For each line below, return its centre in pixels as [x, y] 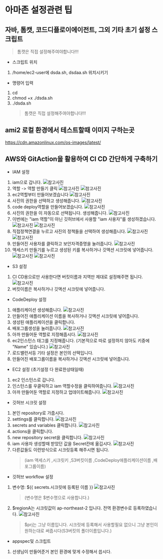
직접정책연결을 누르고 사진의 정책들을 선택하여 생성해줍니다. [69, 231]
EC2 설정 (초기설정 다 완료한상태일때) [48, 369]
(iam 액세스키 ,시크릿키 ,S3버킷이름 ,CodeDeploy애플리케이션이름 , [89, 460]
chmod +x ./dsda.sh [32, 98]
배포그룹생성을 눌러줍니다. [37, 328]
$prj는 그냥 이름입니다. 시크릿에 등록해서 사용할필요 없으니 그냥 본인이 [91, 524]
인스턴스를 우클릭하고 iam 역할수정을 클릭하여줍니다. [62, 386]
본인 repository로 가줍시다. [38, 413]
